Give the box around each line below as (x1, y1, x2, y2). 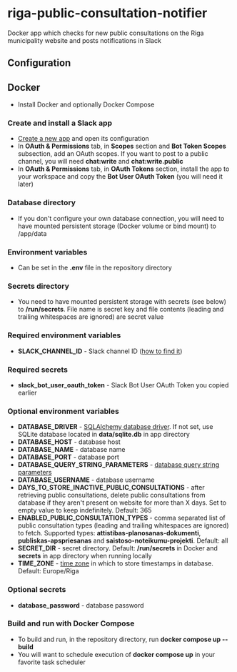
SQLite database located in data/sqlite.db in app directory (17, 430, 191, 439)
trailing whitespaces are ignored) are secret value (17, 312, 164, 321)
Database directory (7, 198, 76, 208)
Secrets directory (7, 281, 70, 291)
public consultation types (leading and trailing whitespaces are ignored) (17, 521, 230, 530)
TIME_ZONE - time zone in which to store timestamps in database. (17, 559, 214, 568)
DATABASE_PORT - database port (17, 453, 120, 462)
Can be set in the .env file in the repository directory (17, 263, 173, 272)
